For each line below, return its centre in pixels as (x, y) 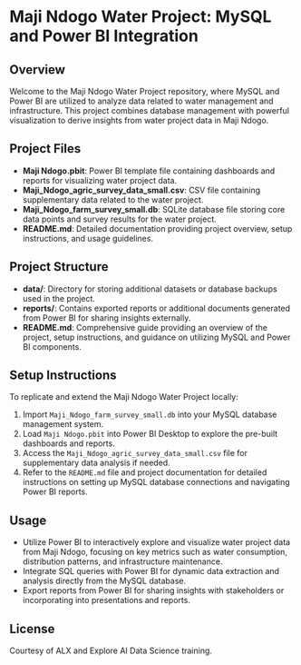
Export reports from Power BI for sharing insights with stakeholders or (153, 591)
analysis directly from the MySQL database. (104, 581)
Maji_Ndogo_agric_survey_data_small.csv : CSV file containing (141, 190)
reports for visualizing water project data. (100, 180)
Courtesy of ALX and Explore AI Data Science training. (111, 650)
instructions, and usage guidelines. (88, 238)
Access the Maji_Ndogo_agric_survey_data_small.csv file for (135, 453)
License (32, 629)
